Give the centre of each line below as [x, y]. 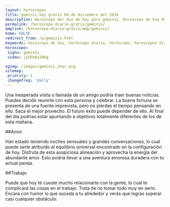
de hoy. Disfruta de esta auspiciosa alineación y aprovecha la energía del [81, 152]
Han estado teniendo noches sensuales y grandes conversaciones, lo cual [83, 141]
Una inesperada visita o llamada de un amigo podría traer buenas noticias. [83, 95]
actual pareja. [19, 163]
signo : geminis [23, 52]
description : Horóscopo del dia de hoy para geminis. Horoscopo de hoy [82, 19]
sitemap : [14, 71]
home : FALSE [18, 33]
